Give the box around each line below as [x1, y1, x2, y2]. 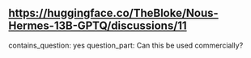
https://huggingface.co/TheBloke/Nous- [8, 6, 219, 20]
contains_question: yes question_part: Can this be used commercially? [8, 40, 244, 50]
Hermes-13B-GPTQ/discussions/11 [8, 19, 188, 33]
